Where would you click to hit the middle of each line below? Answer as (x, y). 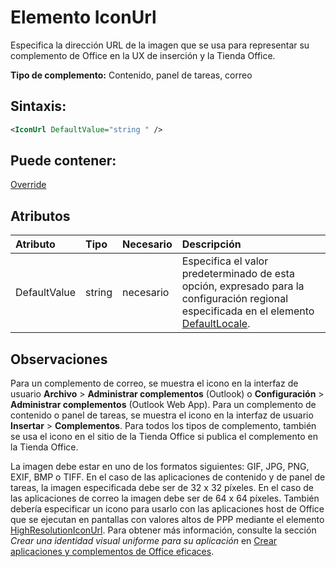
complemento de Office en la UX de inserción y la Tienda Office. (143, 55)
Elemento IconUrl (83, 17)
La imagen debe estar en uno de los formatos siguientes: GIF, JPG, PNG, (160, 467)
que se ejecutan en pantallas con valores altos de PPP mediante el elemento (167, 520)
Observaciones (59, 359)
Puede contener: (63, 161)
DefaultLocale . (216, 324)
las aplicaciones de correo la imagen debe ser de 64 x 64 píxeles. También (165, 498)
